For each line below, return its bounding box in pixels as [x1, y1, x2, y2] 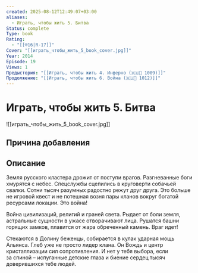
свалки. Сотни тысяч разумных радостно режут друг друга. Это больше [6, 187, 191, 194]
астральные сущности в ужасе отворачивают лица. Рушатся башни [6, 217, 180, 224]
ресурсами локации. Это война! [6, 199, 88, 206]
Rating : [6, 36, 26, 42]
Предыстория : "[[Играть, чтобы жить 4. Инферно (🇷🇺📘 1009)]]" [6, 70, 166, 76]
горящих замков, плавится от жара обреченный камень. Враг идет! [6, 224, 178, 231]
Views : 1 [6, 64, 28, 70]
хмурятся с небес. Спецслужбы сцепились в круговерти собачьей [6, 180, 177, 188]
